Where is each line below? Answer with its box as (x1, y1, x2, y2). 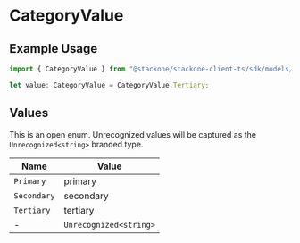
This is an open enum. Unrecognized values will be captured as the (9, 129, 257, 139)
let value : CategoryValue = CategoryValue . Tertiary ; (9, 80, 210, 89)
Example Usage (9, 41, 98, 56)
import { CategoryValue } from (9, 64, 126, 73)
